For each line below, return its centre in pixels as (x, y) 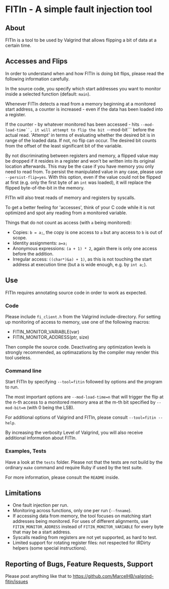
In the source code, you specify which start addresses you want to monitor (83, 88)
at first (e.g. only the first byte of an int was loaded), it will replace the (78, 182)
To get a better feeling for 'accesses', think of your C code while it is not (80, 207)
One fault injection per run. (40, 505)
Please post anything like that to (39, 576)
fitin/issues (17, 581)
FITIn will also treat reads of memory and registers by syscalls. (70, 198)
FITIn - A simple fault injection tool (79, 9)
